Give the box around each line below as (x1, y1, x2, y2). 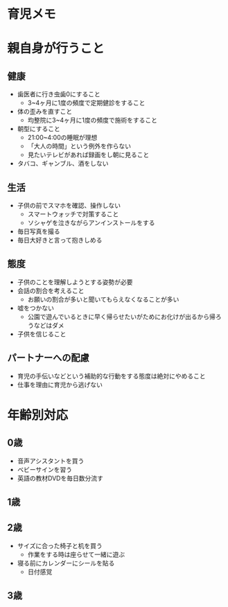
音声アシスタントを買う (17, 457, 85, 465)
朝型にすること (17, 125, 60, 133)
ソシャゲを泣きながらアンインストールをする (27, 219, 155, 227)
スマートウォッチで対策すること (27, 210, 119, 218)
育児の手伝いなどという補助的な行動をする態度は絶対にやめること (17, 371, 206, 380)
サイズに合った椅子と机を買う (17, 541, 103, 549)
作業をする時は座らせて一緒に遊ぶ (27, 550, 125, 558)
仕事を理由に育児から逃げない (17, 380, 103, 389)
